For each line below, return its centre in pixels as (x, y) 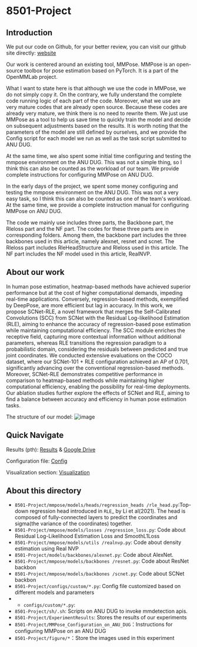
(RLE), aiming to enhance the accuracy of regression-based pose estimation (98, 324)
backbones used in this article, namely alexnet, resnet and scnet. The (90, 241)
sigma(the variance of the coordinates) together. (73, 524)
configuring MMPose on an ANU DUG (60, 631)
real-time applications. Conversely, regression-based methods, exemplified (97, 299)
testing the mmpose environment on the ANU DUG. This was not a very (92, 192)
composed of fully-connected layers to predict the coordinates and (96, 517)
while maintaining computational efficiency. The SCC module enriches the (96, 330)
